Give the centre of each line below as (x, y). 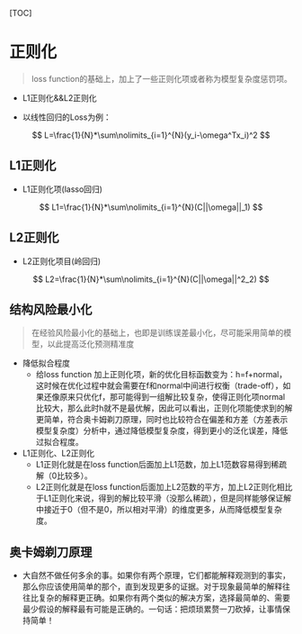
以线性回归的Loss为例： (67, 117)
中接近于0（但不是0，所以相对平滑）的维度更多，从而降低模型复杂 (159, 510)
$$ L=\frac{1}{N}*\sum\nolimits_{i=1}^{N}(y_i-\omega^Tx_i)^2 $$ (151, 135)
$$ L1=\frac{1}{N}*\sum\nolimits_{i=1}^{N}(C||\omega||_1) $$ (151, 207)
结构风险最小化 (51, 309)
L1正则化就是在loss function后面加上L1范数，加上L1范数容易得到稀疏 (161, 465)
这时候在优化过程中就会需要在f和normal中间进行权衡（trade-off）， (159, 385)
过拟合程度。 (59, 442)
